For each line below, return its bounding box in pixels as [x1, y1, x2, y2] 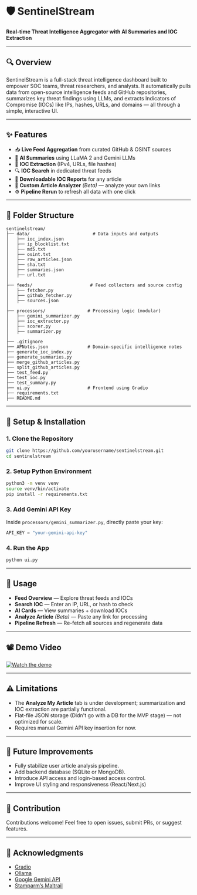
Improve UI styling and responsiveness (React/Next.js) [14, 781, 147, 788]
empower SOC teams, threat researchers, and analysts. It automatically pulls [6, 82, 191, 89]
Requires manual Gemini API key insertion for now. [14, 724, 137, 731]
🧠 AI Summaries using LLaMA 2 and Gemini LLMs [14, 154, 136, 161]
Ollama [14, 869, 32, 876]
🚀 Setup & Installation [6, 417, 86, 427]
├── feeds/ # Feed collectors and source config [6, 282, 182, 288]
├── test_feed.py [6, 370, 49, 376]
